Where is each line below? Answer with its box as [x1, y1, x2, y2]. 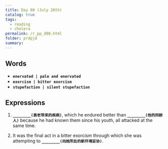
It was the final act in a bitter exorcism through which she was [12, 133, 142, 139]
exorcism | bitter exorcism [12, 79, 72, 84]
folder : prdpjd [5, 36, 37, 41]
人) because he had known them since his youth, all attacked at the [12, 117, 153, 124]
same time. [12, 123, 36, 129]
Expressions [5, 98, 46, 107]
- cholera [10, 26, 30, 32]
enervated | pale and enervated [12, 74, 81, 79]
